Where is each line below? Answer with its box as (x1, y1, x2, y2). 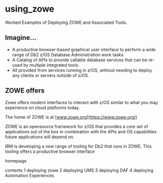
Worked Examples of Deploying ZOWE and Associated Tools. (5, 19, 127, 25)
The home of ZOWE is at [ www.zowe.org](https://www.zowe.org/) (5, 114, 138, 120)
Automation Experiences (5, 172, 54, 178)
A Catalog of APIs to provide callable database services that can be (12, 57, 147, 63)
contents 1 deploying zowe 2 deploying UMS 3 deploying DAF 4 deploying (5, 167, 153, 173)
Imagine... (5, 34, 36, 42)
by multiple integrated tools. (23, 62, 79, 68)
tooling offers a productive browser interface (5, 148, 95, 154)
